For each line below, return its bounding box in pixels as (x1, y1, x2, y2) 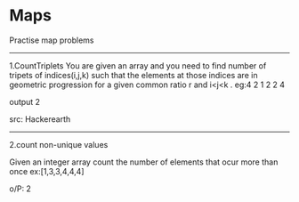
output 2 (9, 96, 41, 107)
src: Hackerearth (9, 113, 71, 125)
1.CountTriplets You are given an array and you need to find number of (9, 60, 267, 71)
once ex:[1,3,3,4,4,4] (9, 166, 85, 176)
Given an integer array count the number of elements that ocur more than (9, 157, 279, 167)
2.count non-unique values (9, 139, 109, 149)
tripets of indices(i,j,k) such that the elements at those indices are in (9, 69, 258, 80)
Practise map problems (9, 35, 94, 45)
